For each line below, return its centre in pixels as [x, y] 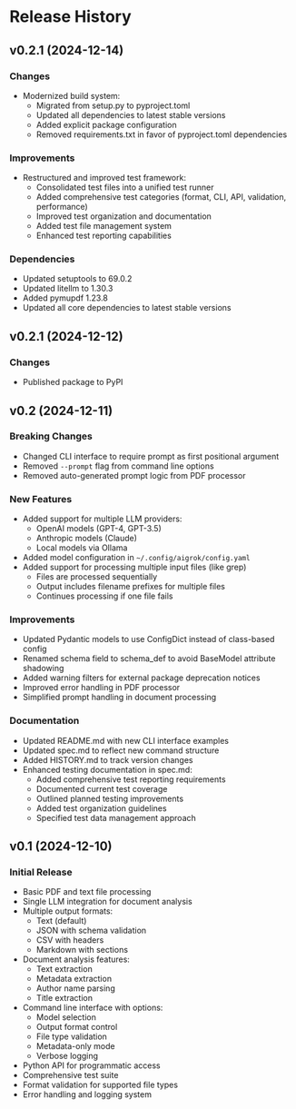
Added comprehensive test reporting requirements [131, 779]
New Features [41, 499]
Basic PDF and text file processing [87, 892]
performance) [62, 207]
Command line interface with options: [93, 1008]
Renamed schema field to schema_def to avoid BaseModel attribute [149, 658]
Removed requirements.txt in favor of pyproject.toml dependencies [162, 134]
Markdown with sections [82, 950]
